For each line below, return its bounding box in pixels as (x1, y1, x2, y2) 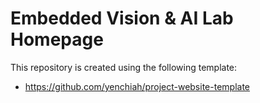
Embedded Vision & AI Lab (10, 7, 234, 30)
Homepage (10, 28, 104, 51)
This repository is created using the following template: (10, 61, 238, 73)
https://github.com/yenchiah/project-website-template (24, 80, 250, 92)
